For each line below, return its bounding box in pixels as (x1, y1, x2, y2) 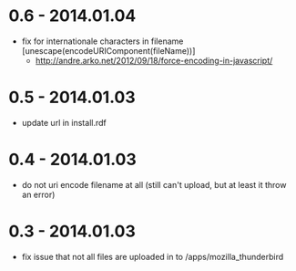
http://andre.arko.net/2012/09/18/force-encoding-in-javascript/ (35, 55, 273, 66)
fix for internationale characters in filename (21, 36, 184, 47)
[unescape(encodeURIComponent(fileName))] (21, 45, 196, 56)
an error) (21, 189, 56, 200)
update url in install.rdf (21, 117, 107, 128)
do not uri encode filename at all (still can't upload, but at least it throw (21, 179, 287, 190)
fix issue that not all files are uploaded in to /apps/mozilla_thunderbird (21, 251, 284, 262)
